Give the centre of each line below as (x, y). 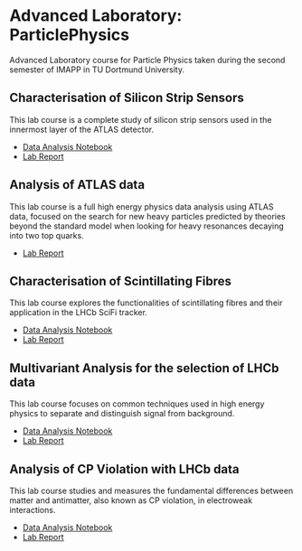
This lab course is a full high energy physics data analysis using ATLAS (142, 206)
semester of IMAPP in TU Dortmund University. (97, 70)
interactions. (33, 510)
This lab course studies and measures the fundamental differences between (151, 490)
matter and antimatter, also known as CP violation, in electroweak (131, 500)
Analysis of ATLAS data (77, 185)
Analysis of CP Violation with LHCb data (124, 469)
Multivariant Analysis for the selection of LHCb (144, 368)
